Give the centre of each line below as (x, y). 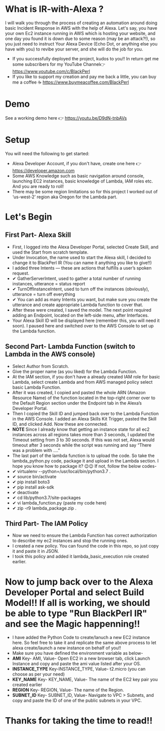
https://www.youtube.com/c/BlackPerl (51, 71)
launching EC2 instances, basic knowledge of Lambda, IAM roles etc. (82, 181)
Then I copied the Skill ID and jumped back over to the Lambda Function (85, 413)
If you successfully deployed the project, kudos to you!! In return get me (85, 58)
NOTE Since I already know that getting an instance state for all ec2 (81, 429)
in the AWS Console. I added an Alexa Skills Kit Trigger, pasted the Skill (84, 418)
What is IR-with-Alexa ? (54, 9)
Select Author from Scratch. (41, 366)
